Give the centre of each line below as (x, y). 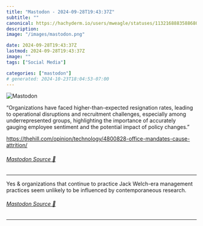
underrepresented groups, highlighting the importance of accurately (91, 121)
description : (23, 29)
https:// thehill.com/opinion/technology (54, 139)
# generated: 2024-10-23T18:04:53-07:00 (58, 79)
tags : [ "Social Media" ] (36, 62)
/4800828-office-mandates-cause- (146, 139)
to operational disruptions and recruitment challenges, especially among (96, 114)
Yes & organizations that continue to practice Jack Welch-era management (100, 184)
